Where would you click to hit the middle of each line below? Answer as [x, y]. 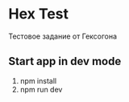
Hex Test [39, 14]
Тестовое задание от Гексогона [63, 36]
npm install [38, 80]
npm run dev [41, 89]
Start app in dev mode [65, 61]
